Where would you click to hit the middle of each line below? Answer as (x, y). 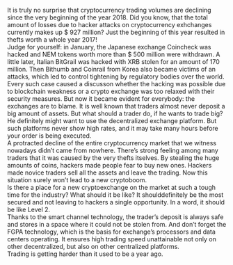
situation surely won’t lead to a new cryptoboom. (77, 180)
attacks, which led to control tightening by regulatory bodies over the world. (116, 77)
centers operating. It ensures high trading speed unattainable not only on (112, 239)
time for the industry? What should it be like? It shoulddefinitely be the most (115, 195)
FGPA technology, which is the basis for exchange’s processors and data (111, 232)
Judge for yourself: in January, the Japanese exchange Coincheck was (109, 47)
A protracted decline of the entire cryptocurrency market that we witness (112, 143)
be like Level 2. (29, 209)
